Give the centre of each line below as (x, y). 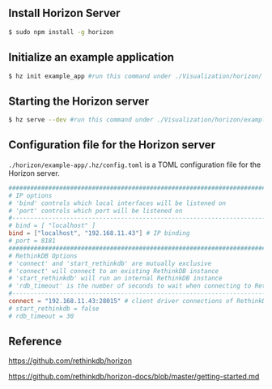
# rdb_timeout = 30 (41, 316)
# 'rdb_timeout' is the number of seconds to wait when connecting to (130, 286)
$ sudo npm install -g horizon (61, 32)
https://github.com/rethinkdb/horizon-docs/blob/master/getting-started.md (134, 377)
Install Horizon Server (64, 13)
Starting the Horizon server (79, 101)
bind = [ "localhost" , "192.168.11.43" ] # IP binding (99, 233)
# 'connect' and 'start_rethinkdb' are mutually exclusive (110, 263)
